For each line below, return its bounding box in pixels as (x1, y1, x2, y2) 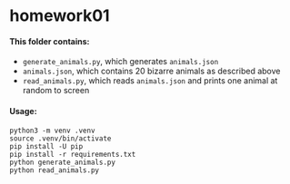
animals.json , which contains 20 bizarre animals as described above (22, 65, 281, 77)
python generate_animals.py (9, 158, 116, 167)
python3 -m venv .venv (9, 126, 95, 135)
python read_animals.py (9, 165, 100, 175)
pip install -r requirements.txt (9, 150, 136, 159)
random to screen (22, 85, 90, 96)
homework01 (9, 5, 111, 26)
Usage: (9, 105, 38, 116)
